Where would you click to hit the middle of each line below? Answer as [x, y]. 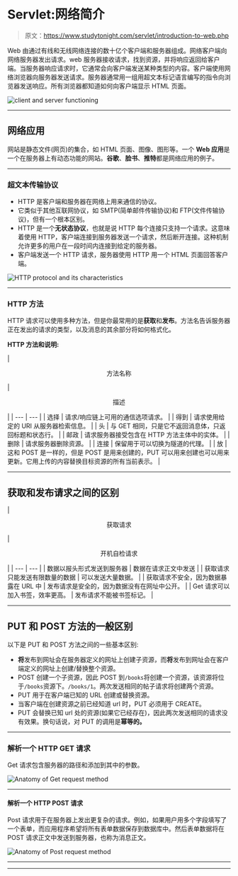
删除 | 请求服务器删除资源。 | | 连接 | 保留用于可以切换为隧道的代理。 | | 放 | [117, 444]
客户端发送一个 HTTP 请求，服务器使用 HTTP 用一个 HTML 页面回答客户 [123, 255]
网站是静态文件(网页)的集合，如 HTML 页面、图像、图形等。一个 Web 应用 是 [119, 149]
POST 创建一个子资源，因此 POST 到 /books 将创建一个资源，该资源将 [118, 677]
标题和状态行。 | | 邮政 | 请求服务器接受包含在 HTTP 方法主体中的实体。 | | [121, 435]
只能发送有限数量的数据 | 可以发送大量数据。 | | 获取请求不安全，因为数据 [114, 577]
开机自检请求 [119, 554]
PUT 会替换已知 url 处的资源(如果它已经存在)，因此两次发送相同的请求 [119, 712]
